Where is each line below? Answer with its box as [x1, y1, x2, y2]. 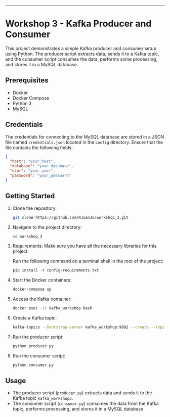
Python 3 [12, 100, 32, 106]
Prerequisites [5, 76, 49, 85]
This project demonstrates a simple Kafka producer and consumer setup [5, 45, 157, 51]
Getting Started [5, 192, 55, 200]
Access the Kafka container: [12, 296, 72, 302]
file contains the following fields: [5, 145, 73, 151]
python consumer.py [12, 362, 54, 367]
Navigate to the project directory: [12, 224, 82, 230]
